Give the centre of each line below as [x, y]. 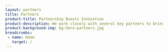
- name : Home [21, 38]
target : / [22, 42]
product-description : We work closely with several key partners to [78, 24]
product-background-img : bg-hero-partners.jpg [54, 28]
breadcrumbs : [19, 33]
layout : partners [23, 10]
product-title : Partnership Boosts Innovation [54, 19]
